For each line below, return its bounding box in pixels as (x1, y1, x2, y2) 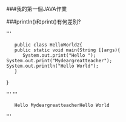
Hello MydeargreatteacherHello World (14, 102, 110, 108)
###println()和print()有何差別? (6, 18, 81, 25)
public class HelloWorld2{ (14, 42, 83, 48)
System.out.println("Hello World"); (6, 63, 99, 69)
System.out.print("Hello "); (22, 53, 96, 59)
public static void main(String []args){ (14, 47, 121, 53)
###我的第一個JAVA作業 (6, 5, 67, 12)
